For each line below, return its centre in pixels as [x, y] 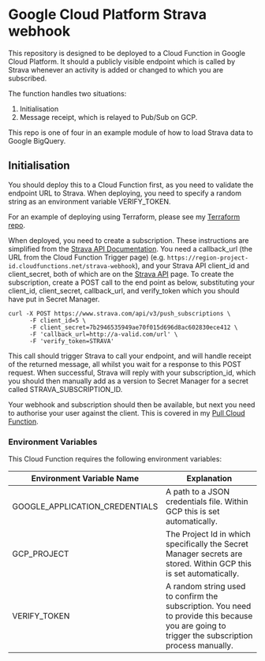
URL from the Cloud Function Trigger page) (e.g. [87, 257]
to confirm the [192, 596]
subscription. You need [208, 607]
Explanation [209, 479]
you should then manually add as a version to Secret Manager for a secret [128, 381]
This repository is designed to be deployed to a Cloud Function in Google [127, 53]
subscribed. [28, 78]
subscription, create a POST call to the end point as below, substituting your [131, 282]
